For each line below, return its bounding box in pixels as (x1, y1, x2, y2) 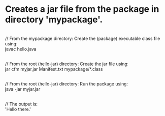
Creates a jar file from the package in (5, 3, 159, 15)
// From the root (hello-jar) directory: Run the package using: (5, 80, 128, 87)
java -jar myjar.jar (5, 86, 40, 92)
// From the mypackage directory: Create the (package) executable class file (5, 36, 160, 41)
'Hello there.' (5, 106, 31, 112)
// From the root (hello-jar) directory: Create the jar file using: (5, 61, 129, 67)
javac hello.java (5, 46, 37, 52)
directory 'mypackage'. (5, 14, 103, 25)
